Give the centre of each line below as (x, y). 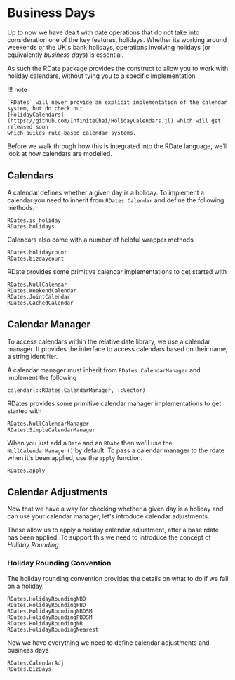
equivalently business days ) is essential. (66, 55)
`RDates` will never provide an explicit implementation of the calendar (117, 102)
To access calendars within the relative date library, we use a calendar (109, 341)
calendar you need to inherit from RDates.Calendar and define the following (116, 200)
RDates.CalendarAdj (36, 663)
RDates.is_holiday (34, 220)
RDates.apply (26, 471)
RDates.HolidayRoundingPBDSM (50, 617)
